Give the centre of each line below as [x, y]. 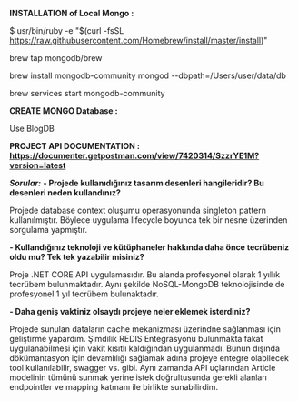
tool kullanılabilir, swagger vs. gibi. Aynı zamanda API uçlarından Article [143, 368]
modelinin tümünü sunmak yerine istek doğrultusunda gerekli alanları [139, 377]
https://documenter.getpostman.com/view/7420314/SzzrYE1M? [134, 155]
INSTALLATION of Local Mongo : [72, 13]
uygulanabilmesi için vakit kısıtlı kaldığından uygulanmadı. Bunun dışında [144, 348]
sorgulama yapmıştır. [49, 230]
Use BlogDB [32, 128]
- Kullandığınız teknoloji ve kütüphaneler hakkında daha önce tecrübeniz [149, 247]
